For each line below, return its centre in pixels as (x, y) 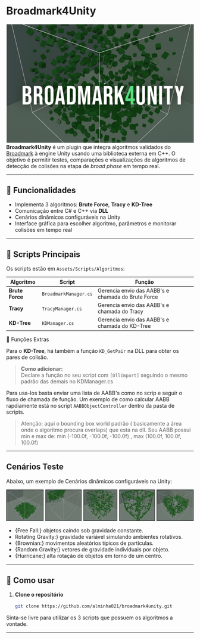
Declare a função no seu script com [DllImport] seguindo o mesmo (104, 375)
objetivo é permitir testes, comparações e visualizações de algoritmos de (96, 160)
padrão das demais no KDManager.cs (67, 381)
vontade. (17, 624)
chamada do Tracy (121, 312)
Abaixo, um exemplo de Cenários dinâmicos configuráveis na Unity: (89, 481)
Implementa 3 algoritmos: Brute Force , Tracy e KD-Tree (84, 204)
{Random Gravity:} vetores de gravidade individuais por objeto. (92, 550)
